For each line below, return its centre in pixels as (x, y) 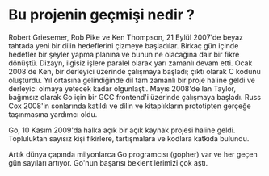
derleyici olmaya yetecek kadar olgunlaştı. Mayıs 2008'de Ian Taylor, (122, 88)
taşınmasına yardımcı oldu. (53, 114)
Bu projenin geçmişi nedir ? (102, 15)
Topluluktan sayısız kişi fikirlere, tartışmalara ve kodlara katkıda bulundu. (129, 138)
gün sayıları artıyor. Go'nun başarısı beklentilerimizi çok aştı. (108, 162)
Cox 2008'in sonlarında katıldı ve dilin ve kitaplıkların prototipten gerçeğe (130, 106)
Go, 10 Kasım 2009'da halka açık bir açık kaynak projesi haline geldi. (122, 130)
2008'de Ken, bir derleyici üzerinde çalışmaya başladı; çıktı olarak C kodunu (134, 71)
